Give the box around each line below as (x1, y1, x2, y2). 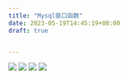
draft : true (8, 26, 48, 34)
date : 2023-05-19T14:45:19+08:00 (8, 19, 121, 27)
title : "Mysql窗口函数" (8, 11, 83, 20)
